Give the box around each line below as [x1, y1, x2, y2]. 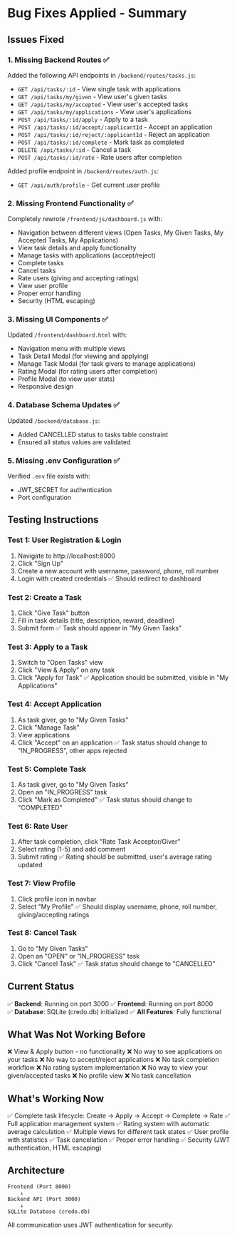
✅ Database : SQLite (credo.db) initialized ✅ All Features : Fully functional [7, 1007, 222, 1016]
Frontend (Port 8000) [7, 1183, 72, 1190]
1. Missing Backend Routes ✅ [7, 55, 110, 65]
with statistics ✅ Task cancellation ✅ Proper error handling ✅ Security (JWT [7, 1135, 231, 1144]
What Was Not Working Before [7, 1028, 146, 1041]
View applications [17, 730, 70, 739]
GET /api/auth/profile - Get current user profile [17, 180, 160, 189]
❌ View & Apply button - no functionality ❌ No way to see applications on [7, 1047, 223, 1056]
